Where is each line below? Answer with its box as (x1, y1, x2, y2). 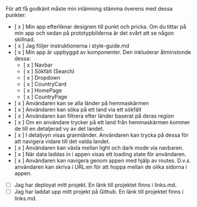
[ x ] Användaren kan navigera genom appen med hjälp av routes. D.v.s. (14, 157, 191, 164)
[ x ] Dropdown (23, 74, 60, 81)
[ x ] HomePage (23, 87, 62, 94)
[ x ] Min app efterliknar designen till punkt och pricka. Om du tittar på (14, 23, 187, 30)
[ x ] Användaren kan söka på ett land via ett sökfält (14, 106, 142, 113)
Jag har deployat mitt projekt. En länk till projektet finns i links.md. (14, 181, 177, 188)
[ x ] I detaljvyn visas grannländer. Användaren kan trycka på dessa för (14, 131, 189, 139)
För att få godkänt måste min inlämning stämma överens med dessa (5, 5, 173, 12)
